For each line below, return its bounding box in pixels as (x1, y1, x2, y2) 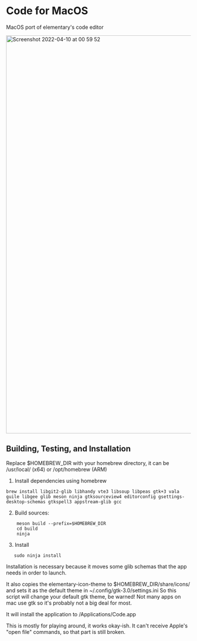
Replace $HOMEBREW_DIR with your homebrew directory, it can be (6, 459, 169, 466)
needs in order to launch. (6, 569, 67, 576)
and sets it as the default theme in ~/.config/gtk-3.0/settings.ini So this (6, 587, 177, 594)
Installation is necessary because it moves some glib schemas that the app (6, 563, 187, 570)
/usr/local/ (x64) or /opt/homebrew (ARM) (6, 466, 107, 473)
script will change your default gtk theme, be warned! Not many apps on (6, 593, 181, 600)
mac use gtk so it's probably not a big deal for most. (6, 599, 132, 606)
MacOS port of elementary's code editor (6, 24, 104, 31)
